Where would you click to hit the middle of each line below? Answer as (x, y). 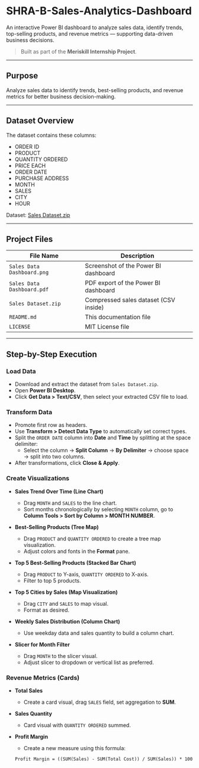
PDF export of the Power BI (123, 283)
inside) (94, 307)
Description (137, 256)
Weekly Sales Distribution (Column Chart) (67, 621)
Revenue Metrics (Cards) (43, 678)
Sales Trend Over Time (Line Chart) (59, 491)
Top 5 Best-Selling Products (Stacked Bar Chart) (75, 562)
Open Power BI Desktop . (45, 391)
